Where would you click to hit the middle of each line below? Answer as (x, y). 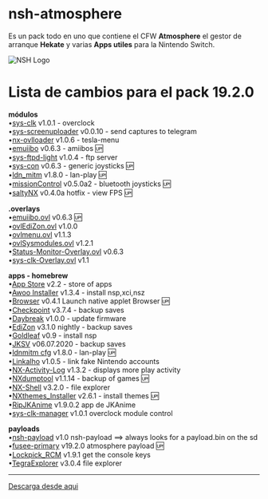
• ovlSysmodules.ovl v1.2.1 (51, 243)
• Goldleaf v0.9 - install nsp (53, 335)
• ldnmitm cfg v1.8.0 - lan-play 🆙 (62, 352)
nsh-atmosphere (65, 14)
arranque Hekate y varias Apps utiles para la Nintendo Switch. (112, 44)
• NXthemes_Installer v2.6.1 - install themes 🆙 (84, 395)
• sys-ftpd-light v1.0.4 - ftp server (63, 157)
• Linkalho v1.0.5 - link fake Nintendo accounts (84, 361)
